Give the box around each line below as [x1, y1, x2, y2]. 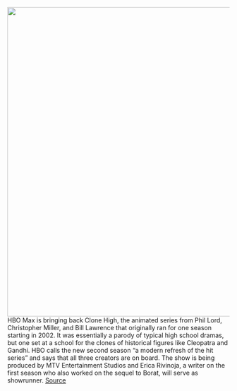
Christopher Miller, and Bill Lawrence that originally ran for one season [7, 324, 212, 332]
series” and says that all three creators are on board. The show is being [7, 354, 215, 362]
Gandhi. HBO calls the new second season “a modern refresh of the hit [7, 346, 214, 354]
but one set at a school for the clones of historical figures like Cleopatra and [7, 339, 228, 346]
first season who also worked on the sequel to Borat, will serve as [7, 368, 199, 377]
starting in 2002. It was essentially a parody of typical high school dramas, [7, 331, 224, 339]
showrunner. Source [7, 376, 66, 385]
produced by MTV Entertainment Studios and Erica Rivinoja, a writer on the [7, 361, 226, 369]
